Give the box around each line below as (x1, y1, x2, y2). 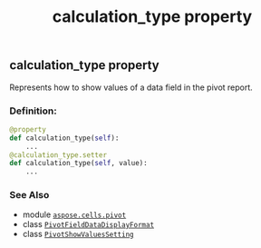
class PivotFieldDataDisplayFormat (22, 219, 155, 230)
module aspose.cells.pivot (22, 209, 127, 220)
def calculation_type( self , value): (9, 159, 148, 168)
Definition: (9, 104, 57, 117)
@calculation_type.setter (9, 150, 107, 160)
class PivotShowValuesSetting (22, 229, 134, 240)
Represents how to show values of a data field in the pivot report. (9, 82, 254, 93)
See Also (9, 189, 50, 202)
